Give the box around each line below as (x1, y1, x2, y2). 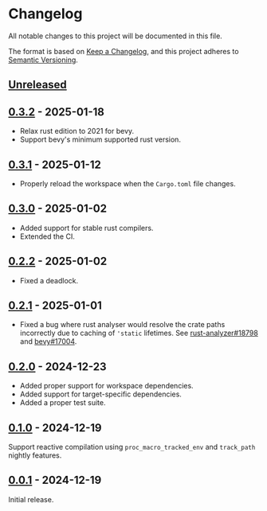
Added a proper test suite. (19, 398, 106, 408)
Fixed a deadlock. (19, 275, 79, 285)
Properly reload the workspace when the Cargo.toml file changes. (19, 178, 237, 188)
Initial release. (8, 494, 54, 504)
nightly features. (8, 451, 62, 460)
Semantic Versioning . (8, 55, 78, 64)
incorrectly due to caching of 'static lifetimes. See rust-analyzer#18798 (19, 328, 259, 338)
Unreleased (8, 78, 68, 92)
